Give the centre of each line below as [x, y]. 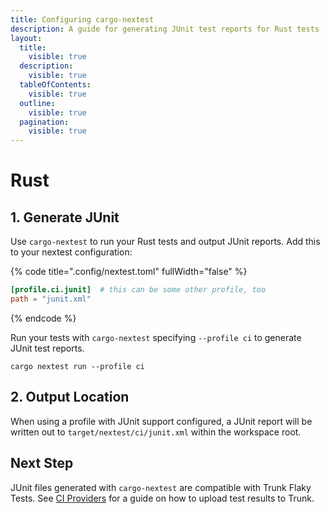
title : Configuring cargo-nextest [82, 19]
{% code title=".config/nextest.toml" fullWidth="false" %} [129, 272]
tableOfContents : [55, 85]
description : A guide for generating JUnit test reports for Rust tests [165, 29]
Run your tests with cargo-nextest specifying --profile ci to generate [156, 337]
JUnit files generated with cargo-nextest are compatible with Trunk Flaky [161, 487]
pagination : [44, 122]
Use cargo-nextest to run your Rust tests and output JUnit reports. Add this [165, 242]
